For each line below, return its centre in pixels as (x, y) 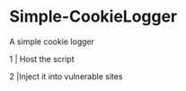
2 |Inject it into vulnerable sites (66, 76)
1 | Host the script (42, 59)
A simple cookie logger (52, 41)
